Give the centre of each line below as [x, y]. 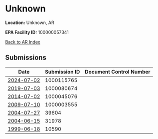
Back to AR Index [23, 42]
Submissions [26, 58]
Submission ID [62, 71]
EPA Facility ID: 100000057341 [37, 32]
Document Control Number [117, 71]
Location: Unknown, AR [30, 22]
